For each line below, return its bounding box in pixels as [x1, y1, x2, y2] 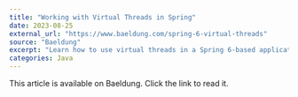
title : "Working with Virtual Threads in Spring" [9, 12, 197, 22]
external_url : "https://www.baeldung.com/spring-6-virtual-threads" [9, 29, 268, 38]
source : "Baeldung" [9, 37, 82, 47]
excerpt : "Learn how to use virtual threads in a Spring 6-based [9, 46, 255, 55]
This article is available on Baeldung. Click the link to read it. [9, 78, 229, 88]
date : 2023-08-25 [9, 21, 74, 30]
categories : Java [9, 54, 74, 63]
